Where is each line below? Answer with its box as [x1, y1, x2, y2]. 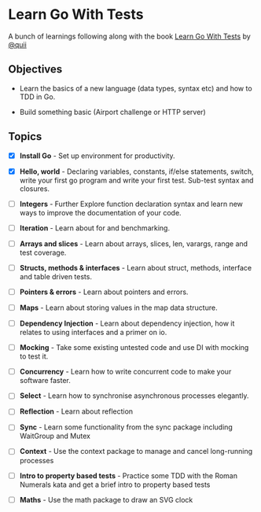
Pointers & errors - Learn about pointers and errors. [19, 287, 189, 297]
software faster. [19, 376, 71, 385]
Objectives [8, 63, 63, 76]
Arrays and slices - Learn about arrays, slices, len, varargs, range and [19, 238, 248, 249]
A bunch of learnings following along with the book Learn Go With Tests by [8, 31, 252, 41]
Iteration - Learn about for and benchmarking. [19, 223, 171, 233]
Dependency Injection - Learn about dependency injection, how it [19, 319, 235, 328]
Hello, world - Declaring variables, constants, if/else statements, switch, [19, 167, 254, 176]
